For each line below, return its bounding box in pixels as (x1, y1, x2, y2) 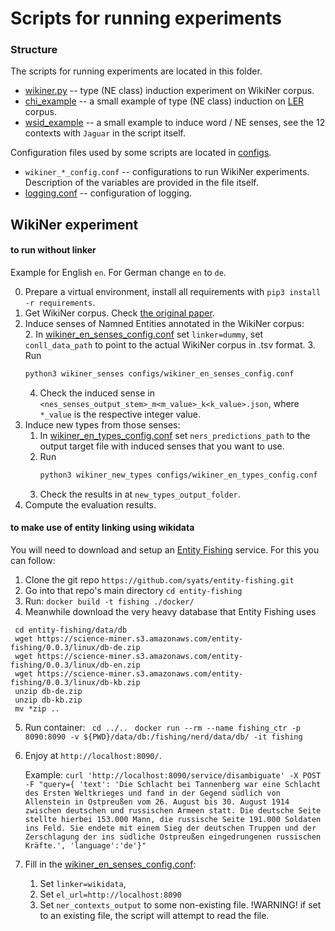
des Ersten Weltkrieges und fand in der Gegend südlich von (24, 788, 281, 799)
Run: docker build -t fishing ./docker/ (24, 595, 195, 607)
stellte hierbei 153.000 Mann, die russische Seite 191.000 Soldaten (24, 815, 322, 825)
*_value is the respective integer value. (39, 408, 202, 420)
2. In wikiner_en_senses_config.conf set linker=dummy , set (24, 328, 263, 341)
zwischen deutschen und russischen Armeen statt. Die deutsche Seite (24, 806, 322, 816)
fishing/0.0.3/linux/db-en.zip (10, 660, 141, 671)
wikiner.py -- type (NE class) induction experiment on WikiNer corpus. (24, 85, 315, 97)
